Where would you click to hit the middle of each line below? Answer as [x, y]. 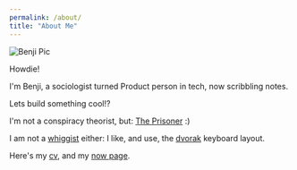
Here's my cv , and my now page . [70, 155]
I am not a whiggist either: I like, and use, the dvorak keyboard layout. [137, 138]
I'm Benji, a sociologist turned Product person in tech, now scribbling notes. [149, 86]
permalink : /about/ [46, 17]
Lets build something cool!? [60, 103]
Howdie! [25, 69]
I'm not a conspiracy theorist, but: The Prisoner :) [100, 121]
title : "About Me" [43, 26]
